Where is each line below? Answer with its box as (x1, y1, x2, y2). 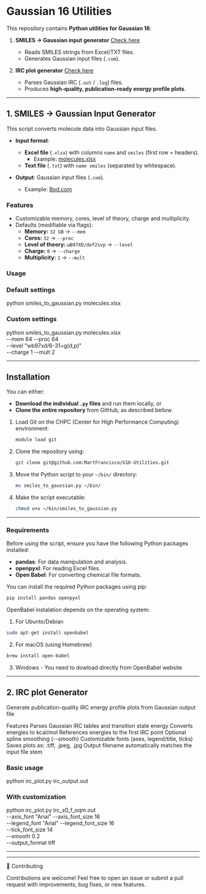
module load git (15, 437, 57, 443)
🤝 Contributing (6, 863, 44, 870)
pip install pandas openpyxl (6, 595, 81, 602)
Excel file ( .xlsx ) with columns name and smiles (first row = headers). (24, 148, 199, 156)
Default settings (6, 285, 55, 294)
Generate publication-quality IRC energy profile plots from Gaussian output (6, 703, 196, 711)
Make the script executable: (15, 494, 86, 501)
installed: (6, 546, 29, 554)
